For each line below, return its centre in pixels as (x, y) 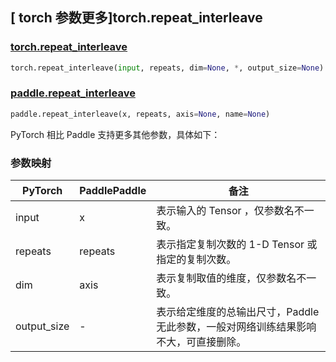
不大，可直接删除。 (201, 342)
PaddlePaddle (113, 191)
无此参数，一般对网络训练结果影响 (236, 327)
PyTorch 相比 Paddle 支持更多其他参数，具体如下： (115, 134)
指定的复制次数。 (196, 260)
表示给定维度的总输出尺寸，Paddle (238, 312)
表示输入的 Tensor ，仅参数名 (225, 211)
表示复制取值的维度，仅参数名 (226, 278)
